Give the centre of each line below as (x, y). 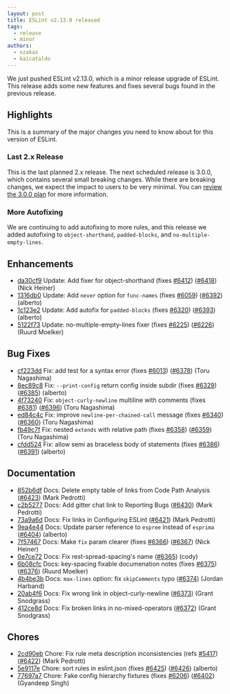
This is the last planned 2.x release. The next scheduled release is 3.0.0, (110, 172)
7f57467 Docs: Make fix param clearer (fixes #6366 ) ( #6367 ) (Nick (114, 541)
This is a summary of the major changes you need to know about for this (111, 132)
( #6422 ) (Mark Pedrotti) (51, 661)
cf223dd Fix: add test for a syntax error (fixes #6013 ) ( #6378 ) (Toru (113, 370)
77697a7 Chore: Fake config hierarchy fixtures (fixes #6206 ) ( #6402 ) (116, 676)
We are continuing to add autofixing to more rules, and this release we (107, 227)
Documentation (41, 473)
